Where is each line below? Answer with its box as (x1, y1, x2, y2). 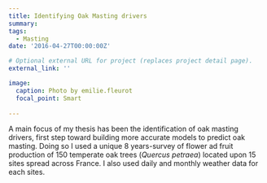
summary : (8, 20, 38, 28)
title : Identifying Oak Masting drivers (8, 11, 148, 20)
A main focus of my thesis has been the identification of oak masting (8, 124, 239, 134)
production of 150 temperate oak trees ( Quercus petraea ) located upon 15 (8, 150, 256, 159)
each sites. (8, 168, 46, 177)
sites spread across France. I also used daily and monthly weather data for (8, 159, 259, 168)
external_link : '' (8, 64, 71, 73)
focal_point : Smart (15, 94, 82, 102)
